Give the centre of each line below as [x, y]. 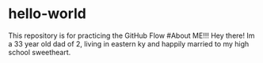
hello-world [48, 14]
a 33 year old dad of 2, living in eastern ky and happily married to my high [129, 43]
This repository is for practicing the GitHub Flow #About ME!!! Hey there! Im [131, 35]
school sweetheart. [40, 52]
